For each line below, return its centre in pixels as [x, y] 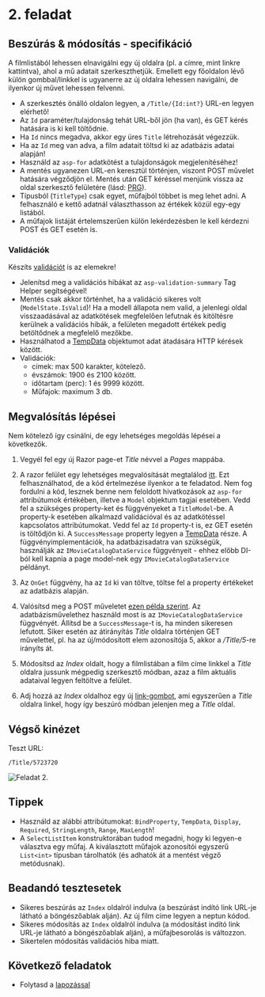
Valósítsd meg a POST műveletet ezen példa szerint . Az [110, 606]
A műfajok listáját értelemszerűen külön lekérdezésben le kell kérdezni [134, 221]
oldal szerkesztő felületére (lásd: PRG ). [83, 187]
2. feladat [40, 15]
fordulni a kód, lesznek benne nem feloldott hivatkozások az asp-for [131, 491]
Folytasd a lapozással [55, 985]
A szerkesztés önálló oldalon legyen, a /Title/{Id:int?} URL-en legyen [137, 103]
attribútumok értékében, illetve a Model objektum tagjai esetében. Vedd [135, 500]
